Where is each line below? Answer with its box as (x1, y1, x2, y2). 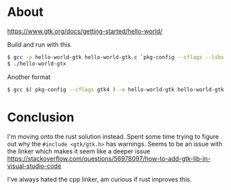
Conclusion (7, 109, 75, 125)
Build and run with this (7, 40, 71, 48)
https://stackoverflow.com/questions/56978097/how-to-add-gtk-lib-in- (7, 154, 211, 162)
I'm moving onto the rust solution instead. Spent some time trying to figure (7, 132, 219, 140)
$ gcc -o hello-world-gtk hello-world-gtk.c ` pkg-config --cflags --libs (7, 53, 225, 61)
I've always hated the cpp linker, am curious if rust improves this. (7, 175, 192, 183)
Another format (7, 73, 50, 81)
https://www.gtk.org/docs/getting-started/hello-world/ (7, 27, 163, 35)
